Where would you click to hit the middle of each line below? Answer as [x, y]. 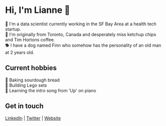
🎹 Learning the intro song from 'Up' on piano [51, 90]
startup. [13, 29]
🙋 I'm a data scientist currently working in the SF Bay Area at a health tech [81, 24]
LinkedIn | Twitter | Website [33, 118]
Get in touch [24, 106]
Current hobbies [31, 68]
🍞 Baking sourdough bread [32, 80]
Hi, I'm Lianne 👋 [38, 10]
